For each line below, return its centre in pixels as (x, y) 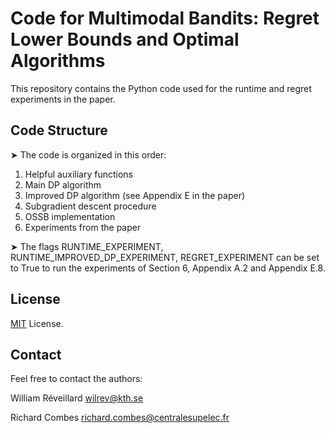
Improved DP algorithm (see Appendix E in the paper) (135, 195)
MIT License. (37, 323)
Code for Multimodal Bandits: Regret (165, 18)
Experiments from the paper (83, 227)
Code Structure (59, 130)
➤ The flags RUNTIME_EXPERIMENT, (87, 246)
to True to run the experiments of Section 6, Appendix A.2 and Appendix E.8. (168, 268)
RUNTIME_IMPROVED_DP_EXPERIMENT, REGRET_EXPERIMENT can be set (165, 257)
